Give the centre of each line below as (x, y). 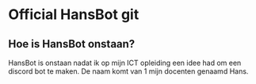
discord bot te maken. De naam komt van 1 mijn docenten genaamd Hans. (128, 71)
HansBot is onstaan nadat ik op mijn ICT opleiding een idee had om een (125, 63)
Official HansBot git (74, 15)
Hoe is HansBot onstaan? (72, 44)
